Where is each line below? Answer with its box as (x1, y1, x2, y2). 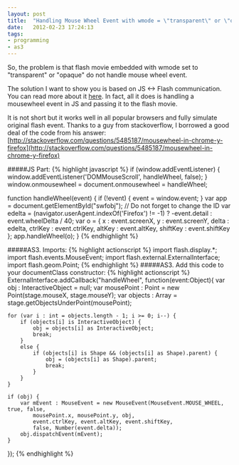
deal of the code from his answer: (7, 129, 107, 137)
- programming (7, 37, 50, 44)
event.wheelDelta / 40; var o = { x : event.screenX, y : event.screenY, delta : (7, 216, 230, 225)
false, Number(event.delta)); (33, 424, 122, 432)
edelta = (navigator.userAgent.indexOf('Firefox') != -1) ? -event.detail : (7, 209, 212, 217)
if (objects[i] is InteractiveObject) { (20, 318, 142, 325)
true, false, (7, 406, 46, 413)
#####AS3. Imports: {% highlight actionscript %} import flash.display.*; (7, 246, 218, 254)
